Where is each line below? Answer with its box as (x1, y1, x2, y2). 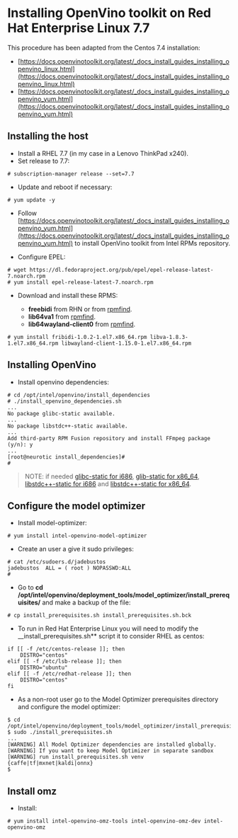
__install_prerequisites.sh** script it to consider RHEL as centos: (17, 632, 205, 641)
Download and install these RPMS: (17, 291, 118, 299)
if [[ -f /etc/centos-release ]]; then (7, 645, 125, 653)
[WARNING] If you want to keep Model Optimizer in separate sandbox (7, 747, 214, 754)
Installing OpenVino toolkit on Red (7, 5, 212, 21)
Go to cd (17, 583, 44, 592)
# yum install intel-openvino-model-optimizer (7, 532, 147, 539)
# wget (7, 266, 27, 273)
